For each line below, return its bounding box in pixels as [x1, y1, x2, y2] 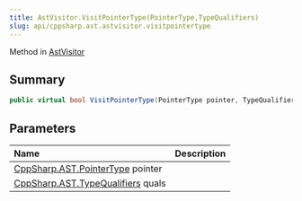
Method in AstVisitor [9, 46, 85, 57]
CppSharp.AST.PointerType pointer [13, 162, 163, 175]
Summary [9, 72, 66, 87]
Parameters [9, 120, 76, 135]
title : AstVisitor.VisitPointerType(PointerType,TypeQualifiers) [9, 13, 259, 22]
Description [174, 147, 226, 160]
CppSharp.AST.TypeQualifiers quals [13, 177, 166, 189]
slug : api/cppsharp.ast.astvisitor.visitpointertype [9, 22, 211, 31]
